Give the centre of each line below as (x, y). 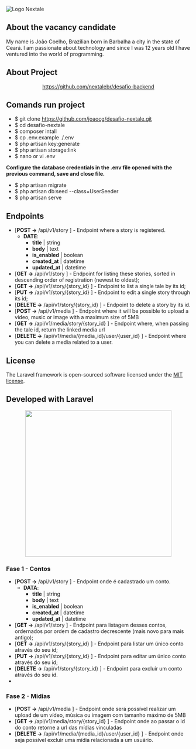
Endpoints (25, 216)
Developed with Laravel (50, 399)
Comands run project (45, 105)
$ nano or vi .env (35, 156)
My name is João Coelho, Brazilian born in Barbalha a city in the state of (93, 42)
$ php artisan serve (38, 198)
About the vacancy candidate (61, 27)
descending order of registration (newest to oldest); (77, 280)
